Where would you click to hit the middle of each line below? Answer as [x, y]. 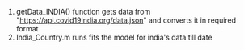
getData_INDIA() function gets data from [83, 12]
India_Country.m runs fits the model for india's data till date [114, 37]
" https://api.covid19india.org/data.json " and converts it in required [126, 20]
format [27, 29]
